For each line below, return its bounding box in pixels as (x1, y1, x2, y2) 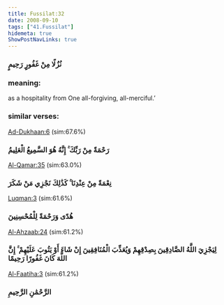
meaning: (8, 78, 41, 87)
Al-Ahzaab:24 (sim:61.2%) (8, 227, 84, 236)
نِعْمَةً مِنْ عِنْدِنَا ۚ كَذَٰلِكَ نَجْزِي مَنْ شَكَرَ (8, 178, 112, 187)
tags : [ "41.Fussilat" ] (8, 23, 74, 30)
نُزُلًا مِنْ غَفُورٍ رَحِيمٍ (8, 59, 62, 69)
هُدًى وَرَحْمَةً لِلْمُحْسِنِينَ (8, 211, 74, 221)
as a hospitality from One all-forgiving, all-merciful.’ (8, 94, 156, 102)
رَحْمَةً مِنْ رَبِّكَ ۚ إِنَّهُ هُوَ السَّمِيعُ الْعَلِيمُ (8, 145, 110, 155)
